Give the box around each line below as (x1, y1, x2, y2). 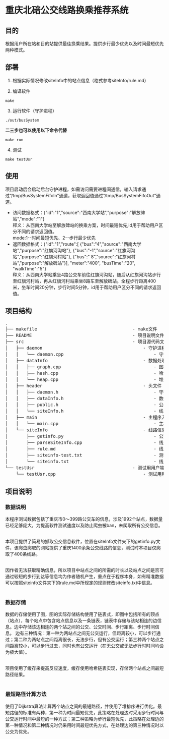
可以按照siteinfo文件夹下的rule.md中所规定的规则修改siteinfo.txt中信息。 (5, 580, 155, 586)
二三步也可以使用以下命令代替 (5, 127, 67, 133)
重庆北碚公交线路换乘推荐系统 (5, 5, 129, 16)
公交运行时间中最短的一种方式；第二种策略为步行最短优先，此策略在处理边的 (5, 716, 164, 722)
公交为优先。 (5, 728, 32, 734)
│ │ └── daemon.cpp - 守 (5, 352, 163, 357)
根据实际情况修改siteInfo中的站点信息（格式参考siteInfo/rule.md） (12, 77, 149, 83)
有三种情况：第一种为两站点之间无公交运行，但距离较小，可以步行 (19, 630, 156, 636)
